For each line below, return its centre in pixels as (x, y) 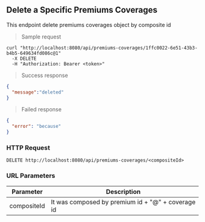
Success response (45, 75)
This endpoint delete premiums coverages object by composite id (89, 24)
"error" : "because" (37, 127)
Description (123, 191)
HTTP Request (28, 147)
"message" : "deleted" (38, 92)
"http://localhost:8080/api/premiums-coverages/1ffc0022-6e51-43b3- (109, 48)
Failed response (41, 109)
